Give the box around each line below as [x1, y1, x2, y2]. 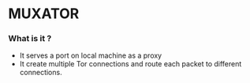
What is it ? [8, 33, 52, 44]
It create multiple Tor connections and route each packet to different [19, 59, 242, 69]
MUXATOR [8, 5, 80, 23]
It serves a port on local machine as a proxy [19, 51, 162, 60]
